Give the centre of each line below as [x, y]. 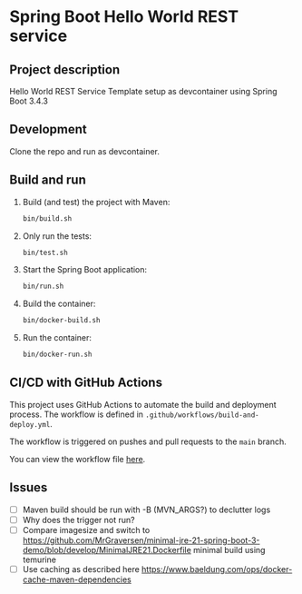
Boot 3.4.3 [29, 101]
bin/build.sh [47, 218]
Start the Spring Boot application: [85, 270]
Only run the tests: [57, 236]
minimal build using [229, 549]
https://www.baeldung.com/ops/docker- [217, 569]
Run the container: [57, 338]
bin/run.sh [43, 287]
